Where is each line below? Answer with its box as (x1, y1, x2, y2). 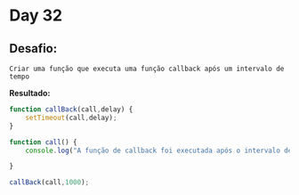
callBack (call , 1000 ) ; (9, 178, 90, 187)
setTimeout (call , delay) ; (25, 113, 117, 122)
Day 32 (9, 5, 63, 26)
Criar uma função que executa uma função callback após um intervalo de (9, 64, 285, 73)
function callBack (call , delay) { (9, 105, 133, 114)
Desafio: (9, 41, 58, 56)
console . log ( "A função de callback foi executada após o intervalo (25, 146, 280, 155)
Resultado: (9, 88, 51, 98)
